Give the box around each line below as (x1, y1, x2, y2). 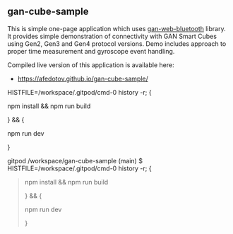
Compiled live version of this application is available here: (7, 60, 174, 69)
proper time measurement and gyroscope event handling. (7, 47, 175, 55)
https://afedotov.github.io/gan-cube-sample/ (17, 74, 148, 83)
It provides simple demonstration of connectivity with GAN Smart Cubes (7, 32, 217, 40)
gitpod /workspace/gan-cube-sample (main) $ (7, 156, 143, 165)
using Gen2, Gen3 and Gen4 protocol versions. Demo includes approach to (7, 39, 227, 48)
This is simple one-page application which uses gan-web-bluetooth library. (7, 24, 226, 33)
